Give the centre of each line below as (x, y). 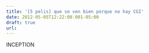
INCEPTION (20, 45)
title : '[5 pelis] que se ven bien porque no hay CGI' (75, 11)
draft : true (21, 22)
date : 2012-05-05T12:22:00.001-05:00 (53, 17)
